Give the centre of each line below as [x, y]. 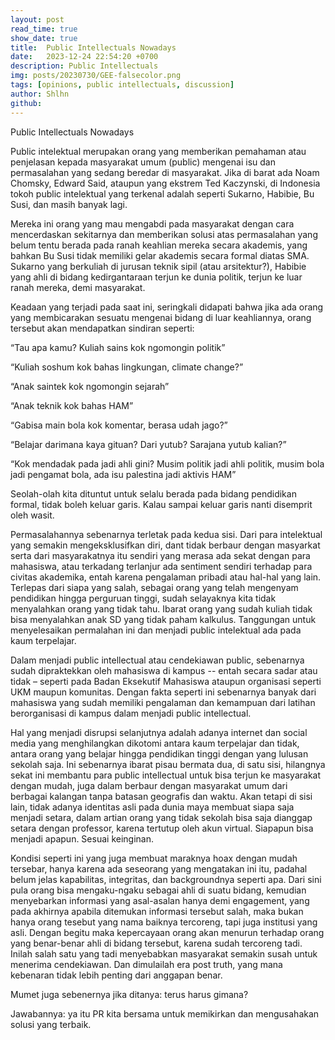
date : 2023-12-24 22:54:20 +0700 [84, 57]
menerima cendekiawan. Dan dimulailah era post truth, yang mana [146, 964]
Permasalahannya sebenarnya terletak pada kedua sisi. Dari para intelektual [166, 534]
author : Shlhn [40, 94]
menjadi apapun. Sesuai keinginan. [82, 838]
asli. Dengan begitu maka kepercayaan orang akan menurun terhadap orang [167, 932]
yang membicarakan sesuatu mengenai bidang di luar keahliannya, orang [161, 317]
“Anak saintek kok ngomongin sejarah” [90, 386]
